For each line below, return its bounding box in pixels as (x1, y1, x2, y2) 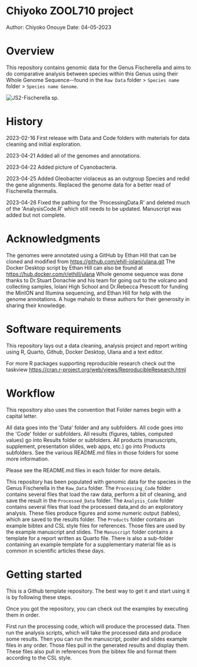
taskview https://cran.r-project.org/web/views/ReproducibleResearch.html (6, 366, 186, 373)
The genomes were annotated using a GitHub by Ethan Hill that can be (6, 251, 176, 259)
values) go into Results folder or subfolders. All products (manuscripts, (6, 436, 178, 443)
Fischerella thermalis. (6, 187, 58, 194)
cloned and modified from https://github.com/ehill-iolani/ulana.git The (6, 258, 175, 265)
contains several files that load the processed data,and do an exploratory (6, 503, 183, 510)
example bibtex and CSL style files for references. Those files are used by (6, 522, 185, 529)
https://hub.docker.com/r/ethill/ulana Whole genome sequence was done (6, 270, 183, 277)
